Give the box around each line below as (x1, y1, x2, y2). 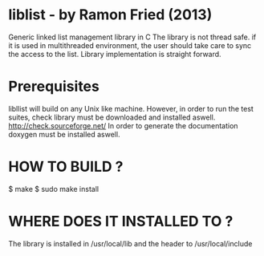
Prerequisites (8, 78, 100, 95)
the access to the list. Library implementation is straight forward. (8, 49, 222, 59)
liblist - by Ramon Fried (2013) (8, 6, 213, 24)
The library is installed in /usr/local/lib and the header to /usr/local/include (8, 238, 253, 248)
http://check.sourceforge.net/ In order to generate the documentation (8, 120, 238, 130)
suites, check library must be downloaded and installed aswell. (8, 112, 216, 122)
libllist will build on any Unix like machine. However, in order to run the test (8, 104, 254, 113)
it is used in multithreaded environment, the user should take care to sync (8, 40, 252, 50)
